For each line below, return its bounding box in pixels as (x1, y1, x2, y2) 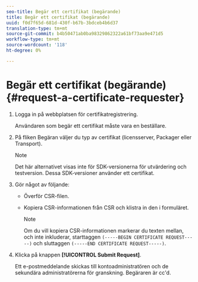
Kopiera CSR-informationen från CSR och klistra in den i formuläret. (23, 203, 189, 211)
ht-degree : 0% (6, 48, 42, 54)
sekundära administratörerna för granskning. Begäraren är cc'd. (14, 269, 171, 276)
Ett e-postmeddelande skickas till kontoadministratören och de (14, 262, 169, 270)
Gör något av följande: (14, 181, 70, 188)
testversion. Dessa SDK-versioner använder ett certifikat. (14, 169, 155, 176)
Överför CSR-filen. (23, 192, 70, 199)
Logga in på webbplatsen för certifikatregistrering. (14, 111, 139, 118)
